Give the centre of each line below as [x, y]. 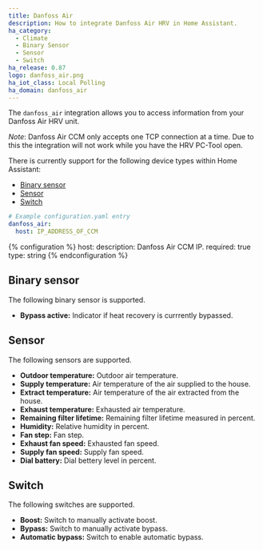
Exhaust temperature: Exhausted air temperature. [102, 409]
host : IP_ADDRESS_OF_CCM [57, 232]
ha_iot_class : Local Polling [57, 82]
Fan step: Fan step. [52, 435]
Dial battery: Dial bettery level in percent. [88, 460]
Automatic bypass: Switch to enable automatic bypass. [112, 537]
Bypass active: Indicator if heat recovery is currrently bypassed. [126, 315]
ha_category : [30, 30]
